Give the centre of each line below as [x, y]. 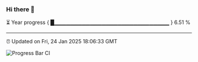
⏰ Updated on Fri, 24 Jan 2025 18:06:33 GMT [62, 42]
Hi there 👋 [21, 9]
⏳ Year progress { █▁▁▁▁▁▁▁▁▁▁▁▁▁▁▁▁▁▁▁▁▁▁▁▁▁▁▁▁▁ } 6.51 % [98, 22]
